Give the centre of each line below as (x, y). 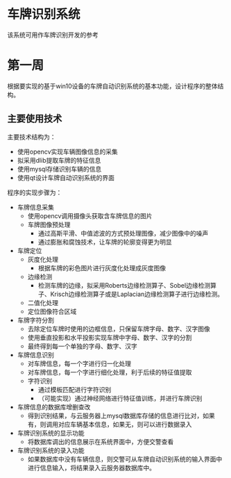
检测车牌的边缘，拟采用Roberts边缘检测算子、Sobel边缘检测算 (127, 285)
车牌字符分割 (35, 320)
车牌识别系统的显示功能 (51, 433)
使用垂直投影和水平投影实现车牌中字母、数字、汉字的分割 (110, 337)
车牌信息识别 (35, 354)
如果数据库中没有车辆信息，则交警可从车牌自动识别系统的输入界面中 (125, 459)
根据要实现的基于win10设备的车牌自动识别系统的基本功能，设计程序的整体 (113, 86)
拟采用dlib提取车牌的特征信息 (59, 160)
